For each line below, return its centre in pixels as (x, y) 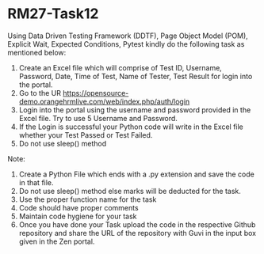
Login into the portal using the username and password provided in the (135, 110)
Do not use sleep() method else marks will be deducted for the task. (130, 191)
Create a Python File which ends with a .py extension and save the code (136, 174)
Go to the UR (40, 93)
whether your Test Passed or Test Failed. (86, 135)
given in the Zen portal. (57, 241)
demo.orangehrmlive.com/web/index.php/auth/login (104, 101)
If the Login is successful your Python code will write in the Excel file (131, 127)
